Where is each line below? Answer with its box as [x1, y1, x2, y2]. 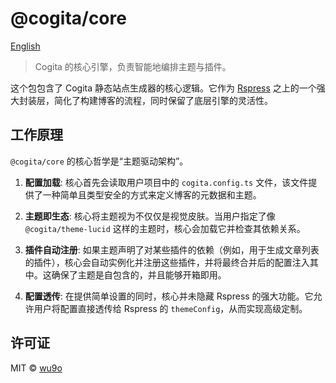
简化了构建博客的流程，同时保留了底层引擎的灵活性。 [53, 94, 273, 106]
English [10, 40, 41, 52]
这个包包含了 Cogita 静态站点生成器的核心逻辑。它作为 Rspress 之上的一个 [10, 82, 317, 94]
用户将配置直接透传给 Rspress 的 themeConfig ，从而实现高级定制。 [33, 302, 308, 314]
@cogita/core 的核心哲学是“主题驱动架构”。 [10, 155, 189, 167]
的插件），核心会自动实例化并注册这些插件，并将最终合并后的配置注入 [24, 256, 310, 268]
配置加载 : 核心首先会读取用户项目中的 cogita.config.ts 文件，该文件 [24, 176, 309, 188]
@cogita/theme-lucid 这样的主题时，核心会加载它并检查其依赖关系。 [24, 222, 306, 234]
